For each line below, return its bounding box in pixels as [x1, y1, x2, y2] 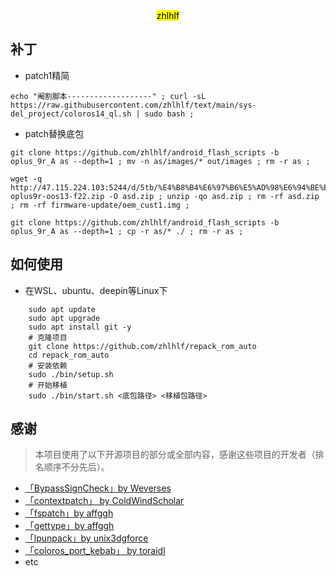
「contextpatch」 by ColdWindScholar [24, 495, 185, 507]
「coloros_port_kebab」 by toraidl [24, 545, 166, 557]
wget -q [10, 174, 43, 184]
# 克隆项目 [28, 332, 68, 343]
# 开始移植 [28, 380, 68, 390]
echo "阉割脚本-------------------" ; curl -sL [10, 91, 207, 101]
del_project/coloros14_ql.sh [10, 109, 132, 119]
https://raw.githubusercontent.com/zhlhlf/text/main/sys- [10, 100, 257, 110]
